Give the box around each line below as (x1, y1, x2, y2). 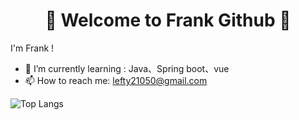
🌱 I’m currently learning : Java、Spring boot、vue (24, 62, 230, 74)
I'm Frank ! (10, 42, 55, 54)
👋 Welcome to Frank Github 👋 (44, 9, 292, 32)
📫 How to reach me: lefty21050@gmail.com (24, 74, 208, 86)
